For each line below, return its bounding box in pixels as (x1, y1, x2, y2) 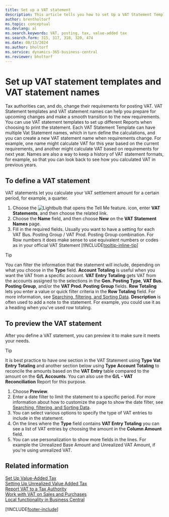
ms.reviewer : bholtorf (5, 54, 53, 59)
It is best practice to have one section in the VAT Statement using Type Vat (5, 357, 161, 363)
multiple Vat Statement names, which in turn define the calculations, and (5, 130, 155, 136)
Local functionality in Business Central (5, 496, 85, 502)
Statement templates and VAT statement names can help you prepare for (5, 109, 156, 115)
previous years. (5, 162, 38, 168)
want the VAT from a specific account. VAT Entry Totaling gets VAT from (5, 273, 156, 279)
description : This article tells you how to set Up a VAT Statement (5, 12, 152, 17)
